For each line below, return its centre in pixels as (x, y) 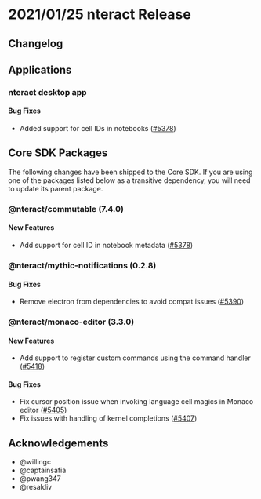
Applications (40, 69)
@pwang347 (40, 479)
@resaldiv (36, 487)
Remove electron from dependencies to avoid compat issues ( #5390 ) (132, 302)
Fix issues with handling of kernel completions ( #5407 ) (108, 418)
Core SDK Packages (58, 153)
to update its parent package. (56, 188)
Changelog (36, 44)
